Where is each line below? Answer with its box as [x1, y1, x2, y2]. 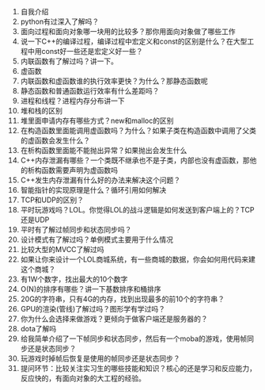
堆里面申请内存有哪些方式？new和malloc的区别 [20, 116, 174, 125]
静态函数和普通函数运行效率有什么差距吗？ [20, 86, 160, 95]
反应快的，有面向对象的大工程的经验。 [20, 373, 146, 383]
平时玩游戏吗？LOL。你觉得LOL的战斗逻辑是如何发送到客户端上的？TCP [20, 205, 255, 214]
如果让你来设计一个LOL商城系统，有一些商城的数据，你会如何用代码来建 [20, 254, 256, 264]
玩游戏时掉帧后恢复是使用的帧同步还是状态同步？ [20, 354, 180, 363]
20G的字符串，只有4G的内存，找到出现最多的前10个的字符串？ [20, 294, 225, 304]
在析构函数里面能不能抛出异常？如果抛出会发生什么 [20, 146, 187, 155]
